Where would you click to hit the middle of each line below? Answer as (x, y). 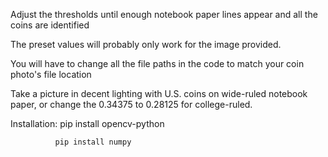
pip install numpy (93, 142)
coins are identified (50, 25)
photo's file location (51, 74)
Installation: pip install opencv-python (87, 123)
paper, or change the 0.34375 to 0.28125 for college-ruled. (131, 104)
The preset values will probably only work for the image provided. (146, 44)
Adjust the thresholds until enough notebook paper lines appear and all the (164, 14)
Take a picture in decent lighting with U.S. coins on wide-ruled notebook (159, 93)
